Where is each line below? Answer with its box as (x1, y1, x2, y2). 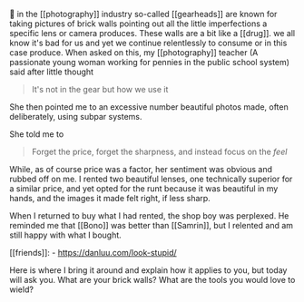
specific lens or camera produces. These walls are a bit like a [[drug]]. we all (9, 28, 296, 38)
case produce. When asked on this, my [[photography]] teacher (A (9, 47, 259, 58)
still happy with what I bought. (9, 229, 123, 240)
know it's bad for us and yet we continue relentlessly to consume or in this (9, 37, 288, 48)
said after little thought (9, 66, 93, 77)
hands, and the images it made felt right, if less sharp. (9, 193, 211, 203)
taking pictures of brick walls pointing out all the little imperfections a (9, 18, 268, 29)
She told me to (9, 129, 64, 140)
